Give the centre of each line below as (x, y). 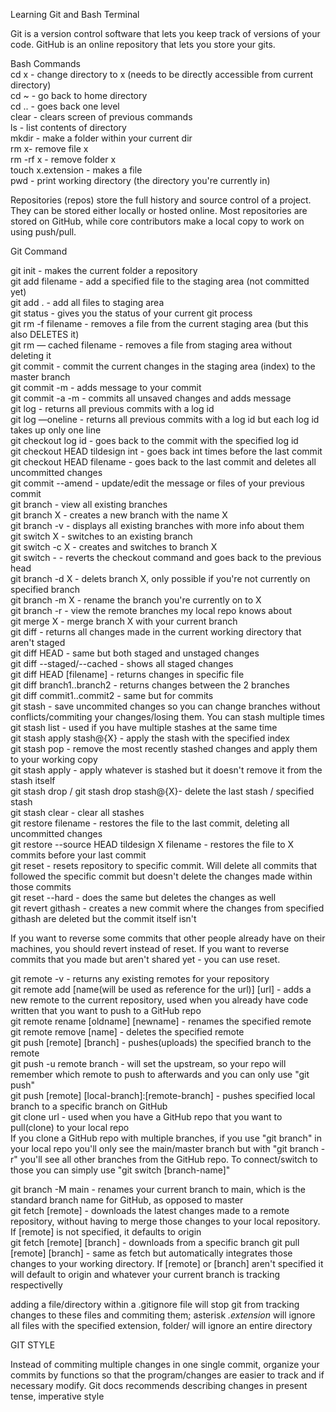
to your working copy (54, 759)
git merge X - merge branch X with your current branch (124, 621)
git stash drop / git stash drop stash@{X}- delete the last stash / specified (162, 791)
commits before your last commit (78, 855)
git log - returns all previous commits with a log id (112, 408)
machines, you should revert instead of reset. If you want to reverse (150, 948)
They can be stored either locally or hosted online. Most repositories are (159, 210)
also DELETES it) (45, 334)
